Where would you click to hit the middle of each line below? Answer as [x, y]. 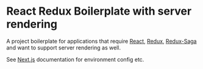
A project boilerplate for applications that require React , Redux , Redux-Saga [101, 41]
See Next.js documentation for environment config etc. [75, 59]
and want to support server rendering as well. [63, 48]
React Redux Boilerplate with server [99, 11]
